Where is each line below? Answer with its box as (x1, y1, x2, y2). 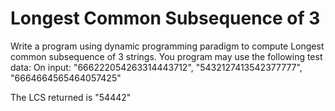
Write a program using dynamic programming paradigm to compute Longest (10, 40, 325, 52)
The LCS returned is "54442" (10, 91, 132, 103)
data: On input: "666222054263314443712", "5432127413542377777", (10, 61, 303, 73)
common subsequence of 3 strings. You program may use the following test (10, 50, 323, 62)
